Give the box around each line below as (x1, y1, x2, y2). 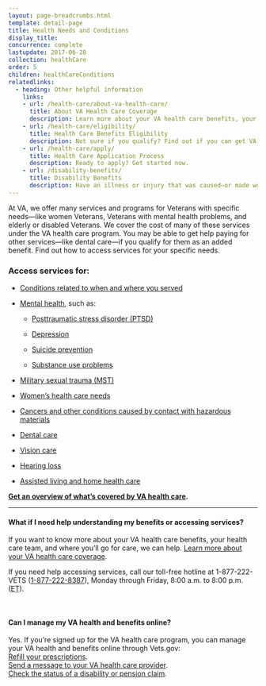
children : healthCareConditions (8, 71, 115, 79)
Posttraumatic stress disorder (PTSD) (31, 314, 154, 324)
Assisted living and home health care (19, 476, 141, 486)
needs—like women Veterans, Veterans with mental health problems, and (8, 211, 247, 221)
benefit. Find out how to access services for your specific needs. (8, 245, 220, 255)
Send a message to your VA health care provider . (8, 661, 169, 670)
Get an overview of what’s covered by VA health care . (8, 491, 188, 501)
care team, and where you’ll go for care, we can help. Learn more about (8, 543, 243, 553)
